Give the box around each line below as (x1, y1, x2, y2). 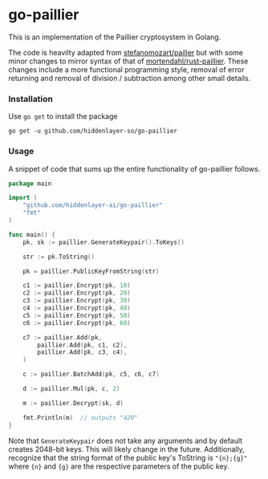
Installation (8, 93, 54, 104)
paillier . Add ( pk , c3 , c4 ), (37, 348, 128, 356)
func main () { (8, 230, 56, 238)
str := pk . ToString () (22, 253, 95, 261)
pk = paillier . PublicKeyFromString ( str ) (22, 267, 160, 275)
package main (8, 179, 52, 188)
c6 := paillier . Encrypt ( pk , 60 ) (22, 319, 131, 327)
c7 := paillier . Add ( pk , (22, 333, 103, 342)
